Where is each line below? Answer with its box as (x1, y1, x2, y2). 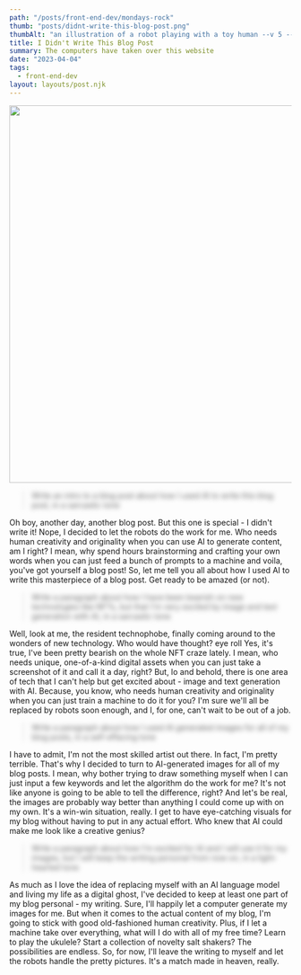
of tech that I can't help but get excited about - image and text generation (9, 676, 280, 687)
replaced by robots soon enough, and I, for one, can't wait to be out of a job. (9, 705, 291, 715)
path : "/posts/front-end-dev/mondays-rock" (9, 13, 175, 22)
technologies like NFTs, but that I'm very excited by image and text (30, 601, 278, 612)
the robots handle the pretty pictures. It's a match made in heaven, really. (9, 955, 279, 966)
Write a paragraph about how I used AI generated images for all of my (30, 722, 289, 732)
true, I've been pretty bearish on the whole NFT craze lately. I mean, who (9, 647, 279, 658)
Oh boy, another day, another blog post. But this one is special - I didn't (9, 517, 272, 527)
